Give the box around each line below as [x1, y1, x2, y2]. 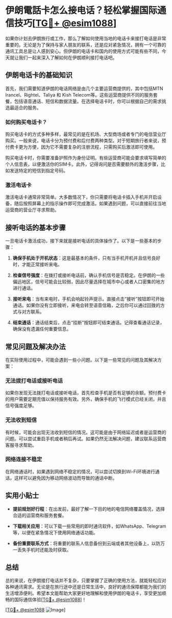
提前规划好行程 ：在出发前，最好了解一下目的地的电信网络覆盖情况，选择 [12, 506, 165, 512]
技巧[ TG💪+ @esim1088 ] [14, 17, 117, 29]
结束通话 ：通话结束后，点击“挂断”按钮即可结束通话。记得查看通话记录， [12, 320, 165, 326]
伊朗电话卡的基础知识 [5, 71, 72, 80]
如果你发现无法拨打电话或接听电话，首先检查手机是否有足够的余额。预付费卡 [5, 390, 166, 396]
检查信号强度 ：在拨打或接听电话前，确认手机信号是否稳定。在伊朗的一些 [12, 272, 165, 278]
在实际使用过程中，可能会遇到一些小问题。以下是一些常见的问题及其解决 [5, 356, 157, 363]
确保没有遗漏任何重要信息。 [12, 326, 71, 332]
